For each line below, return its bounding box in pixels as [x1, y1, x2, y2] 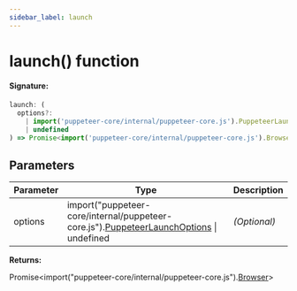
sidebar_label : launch [9, 12, 93, 22]
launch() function [9, 50, 140, 71]
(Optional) [232, 216, 276, 228]
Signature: [9, 80, 49, 91]
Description [232, 184, 284, 196]
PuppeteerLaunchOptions [104, 221, 212, 234]
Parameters [9, 157, 75, 172]
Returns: [9, 255, 42, 265]
